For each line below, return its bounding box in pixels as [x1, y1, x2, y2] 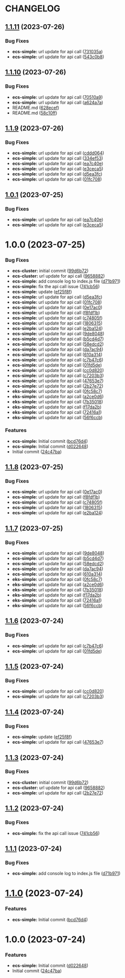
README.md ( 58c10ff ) [12, 109, 57, 116]
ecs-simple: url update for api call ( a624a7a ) [12, 99, 103, 105]
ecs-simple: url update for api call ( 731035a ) [12, 48, 103, 54]
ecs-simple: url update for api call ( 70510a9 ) [12, 94, 103, 100]
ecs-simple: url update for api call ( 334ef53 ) [12, 155, 103, 161]
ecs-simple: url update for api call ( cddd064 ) [12, 150, 104, 156]
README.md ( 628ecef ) [12, 105, 60, 110]
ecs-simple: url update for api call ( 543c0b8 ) [12, 54, 104, 60]
